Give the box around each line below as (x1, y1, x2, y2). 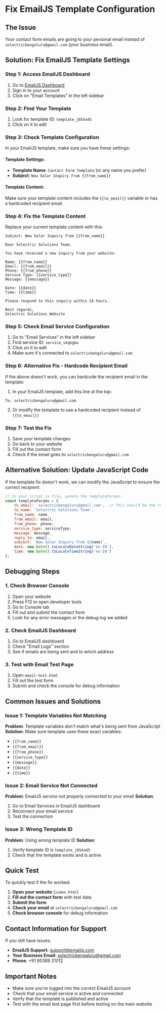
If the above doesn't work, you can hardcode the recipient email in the (5, 373, 148, 379)
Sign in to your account (12, 87, 60, 93)
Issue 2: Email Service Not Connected (5, 782, 98, 789)
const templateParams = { (5, 498, 58, 503)
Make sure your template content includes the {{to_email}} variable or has (5, 195, 158, 201)
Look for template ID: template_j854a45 (12, 116, 92, 122)
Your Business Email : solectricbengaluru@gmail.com (12, 953, 121, 959)
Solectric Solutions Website (5, 311, 65, 317)
